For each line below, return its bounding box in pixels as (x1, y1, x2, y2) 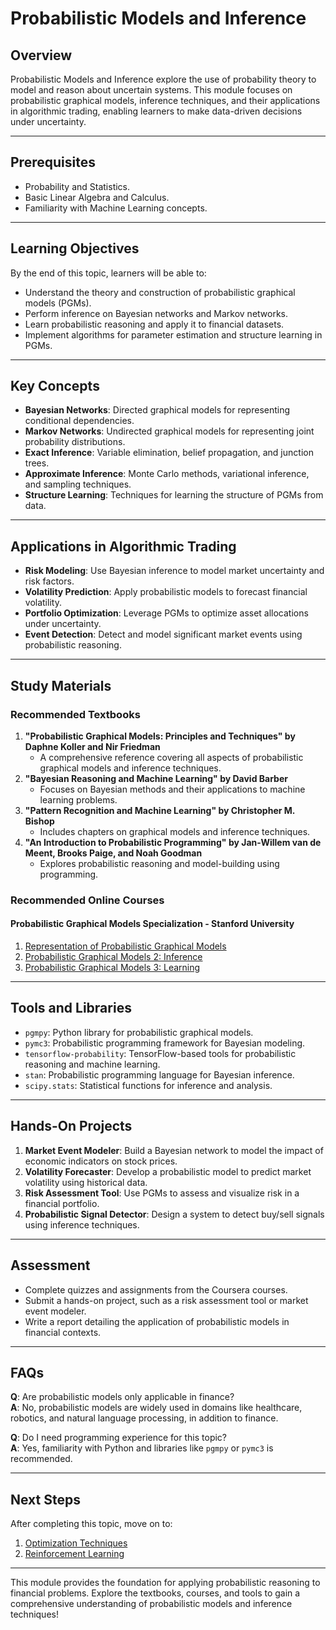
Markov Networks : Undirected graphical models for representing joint (24, 425, 315, 437)
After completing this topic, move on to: (10, 1518, 173, 1530)
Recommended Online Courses (10, 893, 165, 907)
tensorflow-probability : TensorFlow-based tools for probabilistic (24, 1047, 297, 1059)
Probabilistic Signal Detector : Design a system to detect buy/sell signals (24, 1208, 325, 1220)
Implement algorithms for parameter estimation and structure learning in (24, 328, 323, 341)
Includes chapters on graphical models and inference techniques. (39, 825, 311, 837)
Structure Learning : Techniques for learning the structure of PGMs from (24, 489, 324, 501)
